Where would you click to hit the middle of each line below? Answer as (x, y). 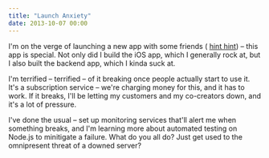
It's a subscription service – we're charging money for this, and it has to (126, 87)
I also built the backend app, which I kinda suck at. (92, 63)
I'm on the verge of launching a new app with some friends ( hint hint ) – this (133, 46)
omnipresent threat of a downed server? (75, 145)
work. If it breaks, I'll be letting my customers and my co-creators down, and (135, 95)
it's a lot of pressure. (43, 104)
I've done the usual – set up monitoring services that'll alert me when (122, 120)
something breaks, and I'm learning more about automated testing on (123, 128)
